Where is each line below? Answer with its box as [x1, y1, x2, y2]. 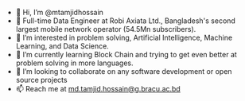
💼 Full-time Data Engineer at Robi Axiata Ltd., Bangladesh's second [15, 16, 236, 25]
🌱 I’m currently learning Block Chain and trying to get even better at [15, 50, 237, 59]
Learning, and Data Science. [15, 41, 109, 51]
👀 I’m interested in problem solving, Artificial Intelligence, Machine [15, 33, 233, 42]
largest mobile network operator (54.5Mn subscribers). [15, 25, 196, 33]
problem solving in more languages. [15, 58, 134, 68]
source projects [15, 76, 68, 84]
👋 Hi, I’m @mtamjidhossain [15, 8, 103, 17]
